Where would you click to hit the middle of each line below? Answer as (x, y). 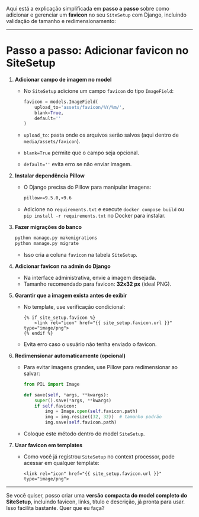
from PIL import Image (52, 384)
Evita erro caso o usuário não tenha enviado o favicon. (90, 344)
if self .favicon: (56, 406)
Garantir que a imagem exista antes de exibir (71, 295)
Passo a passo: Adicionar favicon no (97, 51)
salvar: (32, 373)
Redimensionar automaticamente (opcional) (70, 356)
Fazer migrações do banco (48, 227)
